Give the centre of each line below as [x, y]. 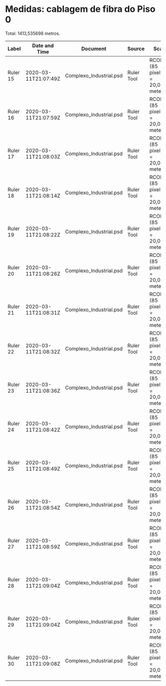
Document [94, 49]
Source [136, 49]
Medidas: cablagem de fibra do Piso [80, 9]
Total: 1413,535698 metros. [33, 33]
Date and [43, 46]
